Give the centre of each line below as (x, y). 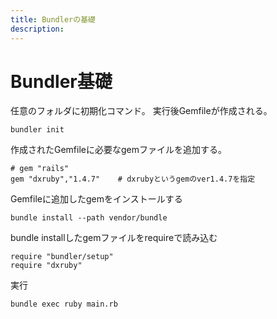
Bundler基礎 (61, 81)
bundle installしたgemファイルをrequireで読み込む (114, 238)
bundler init (37, 130)
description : (37, 29)
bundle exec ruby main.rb (64, 304)
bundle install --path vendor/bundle (89, 218)
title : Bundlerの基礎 (53, 19)
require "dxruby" (46, 266)
